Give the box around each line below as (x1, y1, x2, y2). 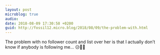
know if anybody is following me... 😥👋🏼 (5, 44, 86, 50)
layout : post (5, 7, 32, 12)
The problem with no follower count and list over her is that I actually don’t (5, 39, 156, 45)
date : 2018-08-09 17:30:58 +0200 (5, 21, 74, 26)
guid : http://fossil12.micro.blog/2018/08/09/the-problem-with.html (5, 26, 148, 30)
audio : (5, 16, 19, 21)
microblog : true (5, 12, 38, 17)
